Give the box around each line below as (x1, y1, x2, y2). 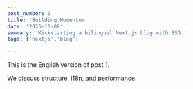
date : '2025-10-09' (7, 23, 64, 30)
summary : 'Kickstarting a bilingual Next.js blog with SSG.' (7, 29, 187, 37)
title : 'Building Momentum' (7, 17, 89, 23)
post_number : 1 (7, 10, 51, 17)
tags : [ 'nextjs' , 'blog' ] (7, 36, 79, 43)
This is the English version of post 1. (7, 61, 109, 69)
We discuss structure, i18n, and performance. (7, 74, 137, 83)
